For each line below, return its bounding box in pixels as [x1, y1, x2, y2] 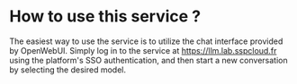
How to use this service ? [9, 6, 202, 27]
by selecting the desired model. [9, 64, 126, 75]
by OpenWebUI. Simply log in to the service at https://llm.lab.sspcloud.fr [9, 45, 277, 55]
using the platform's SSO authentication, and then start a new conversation [9, 55, 288, 65]
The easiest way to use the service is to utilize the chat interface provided [9, 36, 283, 46]
